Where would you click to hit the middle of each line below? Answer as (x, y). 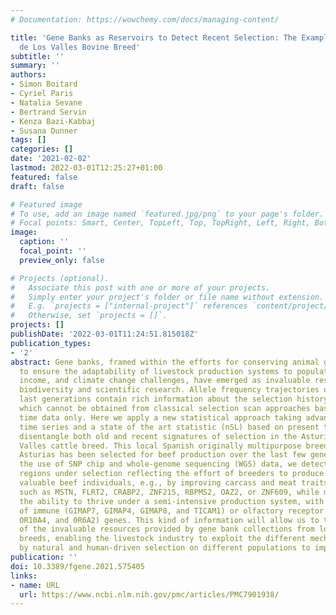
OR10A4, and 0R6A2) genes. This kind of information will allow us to (169, 520)
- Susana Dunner (44, 131)
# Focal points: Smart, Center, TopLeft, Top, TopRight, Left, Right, (160, 223)
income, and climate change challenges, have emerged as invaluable (165, 381)
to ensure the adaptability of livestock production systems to (156, 371)
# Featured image (46, 204)
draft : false (37, 186)
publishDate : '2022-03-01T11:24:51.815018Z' (104, 334)
